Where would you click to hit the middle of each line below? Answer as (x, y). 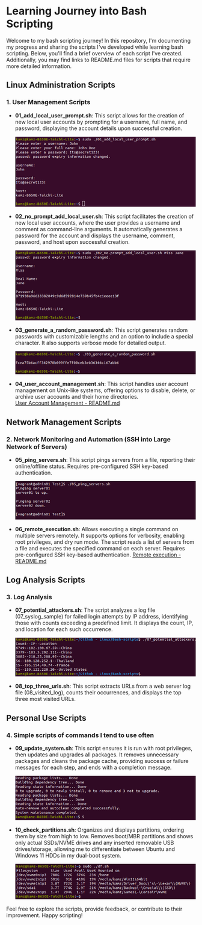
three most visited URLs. (45, 699)
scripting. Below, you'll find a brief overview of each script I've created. (94, 53)
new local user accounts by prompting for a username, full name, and (101, 122)
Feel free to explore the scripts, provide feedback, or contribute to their (94, 909)
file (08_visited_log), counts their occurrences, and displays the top (98, 693)
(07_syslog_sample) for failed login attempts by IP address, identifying (101, 617)
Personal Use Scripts (46, 718)
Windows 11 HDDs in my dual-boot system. (68, 855)
